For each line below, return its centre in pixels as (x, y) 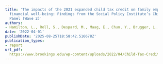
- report (14, 45)
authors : (14, 23)
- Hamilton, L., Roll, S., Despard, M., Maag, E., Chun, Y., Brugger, (78, 27)
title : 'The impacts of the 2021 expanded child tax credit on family (78, 9)
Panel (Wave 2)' (26, 18)
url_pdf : (14, 50)
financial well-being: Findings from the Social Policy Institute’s (80, 14)
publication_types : (25, 41)
